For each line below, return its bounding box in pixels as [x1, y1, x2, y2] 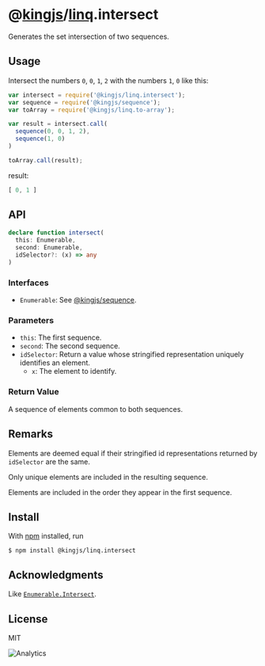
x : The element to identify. [31, 367, 117, 376]
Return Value [8, 386, 59, 398]
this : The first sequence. [19, 333, 102, 342]
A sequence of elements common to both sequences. [8, 404, 184, 413]
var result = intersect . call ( [8, 120, 108, 128]
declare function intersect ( [8, 229, 104, 237]
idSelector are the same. [8, 457, 91, 466]
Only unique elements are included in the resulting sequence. [8, 472, 208, 481]
